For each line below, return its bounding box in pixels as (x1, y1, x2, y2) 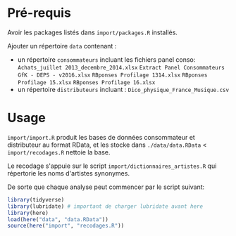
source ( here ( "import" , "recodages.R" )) (7, 223, 125, 230)
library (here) (7, 209, 49, 216)
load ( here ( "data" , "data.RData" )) (7, 216, 109, 223)
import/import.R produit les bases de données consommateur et (7, 133, 195, 141)
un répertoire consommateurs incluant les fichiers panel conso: (17, 55, 196, 64)
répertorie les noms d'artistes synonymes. (7, 169, 130, 177)
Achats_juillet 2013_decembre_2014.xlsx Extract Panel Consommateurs (17, 64, 225, 71)
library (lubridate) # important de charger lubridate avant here (7, 202, 203, 210)
